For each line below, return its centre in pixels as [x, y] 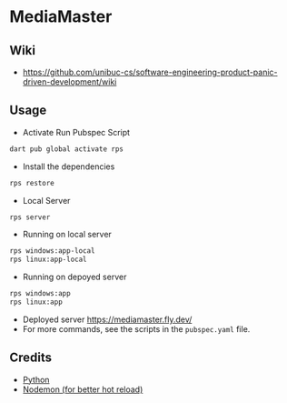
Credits [31, 358]
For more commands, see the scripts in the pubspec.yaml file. [136, 328]
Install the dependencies [69, 166]
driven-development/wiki [69, 82]
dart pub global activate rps [67, 149]
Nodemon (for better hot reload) [83, 389]
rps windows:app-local [52, 251]
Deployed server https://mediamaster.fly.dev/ [107, 319]
